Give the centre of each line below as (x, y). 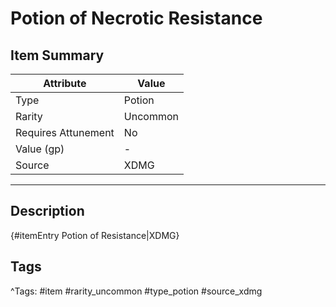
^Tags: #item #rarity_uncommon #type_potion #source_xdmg (136, 291)
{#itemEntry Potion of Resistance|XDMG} (95, 235)
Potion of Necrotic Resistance (136, 18)
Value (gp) (40, 149)
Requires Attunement (65, 132)
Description (47, 211)
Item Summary (57, 55)
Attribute (65, 83)
